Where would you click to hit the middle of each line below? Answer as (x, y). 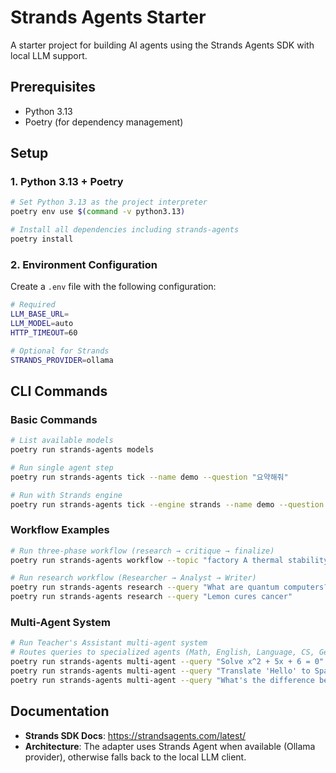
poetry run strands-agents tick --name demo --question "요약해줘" (149, 477)
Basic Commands (54, 419)
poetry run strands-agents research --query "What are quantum (145, 587)
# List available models (62, 441)
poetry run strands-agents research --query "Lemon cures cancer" (151, 597)
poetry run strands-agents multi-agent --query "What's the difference (162, 680)
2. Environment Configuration (84, 264)
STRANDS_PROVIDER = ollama (62, 360)
